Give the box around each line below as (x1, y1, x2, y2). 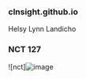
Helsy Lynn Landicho (8, 24, 77, 34)
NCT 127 (8, 44, 42, 55)
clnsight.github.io (8, 6, 79, 17)
